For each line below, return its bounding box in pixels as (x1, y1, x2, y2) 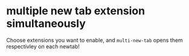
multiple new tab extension (6, 4, 146, 18)
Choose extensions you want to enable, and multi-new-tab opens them (6, 36, 183, 43)
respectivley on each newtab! (6, 43, 80, 50)
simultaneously (6, 17, 86, 30)
